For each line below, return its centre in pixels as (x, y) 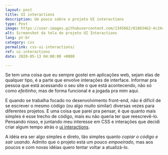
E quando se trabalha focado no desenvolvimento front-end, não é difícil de (83, 100)
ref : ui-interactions (28, 51)
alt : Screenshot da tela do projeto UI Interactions (61, 33)
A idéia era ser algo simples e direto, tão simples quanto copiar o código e (82, 137)
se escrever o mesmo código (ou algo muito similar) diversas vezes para (80, 106)
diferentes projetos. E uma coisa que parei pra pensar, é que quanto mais (80, 111)
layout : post (19, 10)
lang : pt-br (17, 38)
